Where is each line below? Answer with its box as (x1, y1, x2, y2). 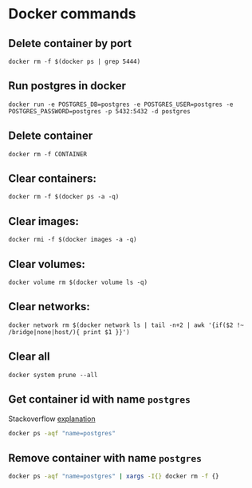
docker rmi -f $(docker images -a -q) (8, 236, 137, 244)
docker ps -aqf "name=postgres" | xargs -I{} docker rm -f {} (8, 472, 219, 481)
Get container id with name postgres (8, 392, 191, 407)
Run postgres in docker (8, 79, 126, 92)
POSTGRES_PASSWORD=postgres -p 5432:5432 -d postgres (8, 107, 191, 116)
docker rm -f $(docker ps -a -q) (8, 193, 120, 201)
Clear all (8, 350, 50, 364)
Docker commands (8, 5, 136, 23)
